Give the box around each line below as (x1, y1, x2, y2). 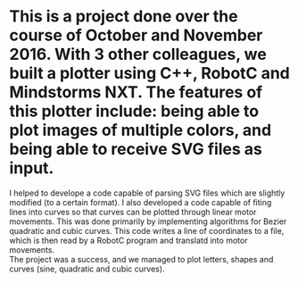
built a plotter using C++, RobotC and (9, 63, 290, 84)
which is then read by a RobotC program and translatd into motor (9, 235, 248, 246)
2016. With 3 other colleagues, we (9, 45, 268, 64)
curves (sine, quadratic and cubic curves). (9, 263, 165, 274)
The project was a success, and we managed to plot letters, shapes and (9, 254, 274, 264)
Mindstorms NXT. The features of (9, 82, 263, 103)
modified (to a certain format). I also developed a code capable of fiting (9, 196, 272, 207)
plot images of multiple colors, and (9, 121, 272, 140)
